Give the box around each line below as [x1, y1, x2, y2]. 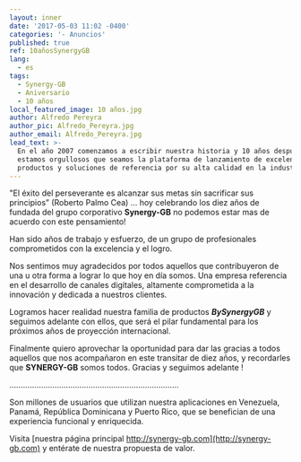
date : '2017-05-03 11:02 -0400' [9, 22, 130, 31]
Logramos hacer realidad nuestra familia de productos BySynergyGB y [9, 307, 271, 318]
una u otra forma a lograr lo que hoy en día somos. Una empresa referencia [9, 270, 288, 281]
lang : [9, 55, 30, 64]
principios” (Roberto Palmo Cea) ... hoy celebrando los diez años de [9, 197, 260, 208]
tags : [9, 72, 30, 81]
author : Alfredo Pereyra [9, 113, 102, 122]
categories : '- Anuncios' [9, 30, 106, 39]
